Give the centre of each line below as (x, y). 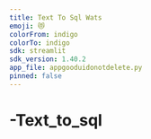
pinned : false (36, 76)
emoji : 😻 (27, 26)
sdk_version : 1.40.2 (48, 59)
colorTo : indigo (40, 43)
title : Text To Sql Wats (56, 17)
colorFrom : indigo (44, 34)
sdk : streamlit (38, 51)
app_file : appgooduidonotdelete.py (76, 68)
